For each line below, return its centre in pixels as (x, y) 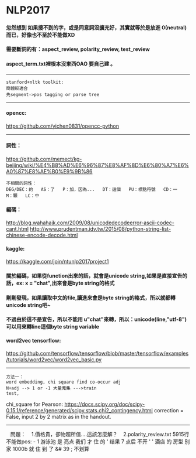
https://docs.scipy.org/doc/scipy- (105, 404)
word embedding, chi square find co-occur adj (64, 382)
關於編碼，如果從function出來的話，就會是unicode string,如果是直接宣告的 (97, 275)
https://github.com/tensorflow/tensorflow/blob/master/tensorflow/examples (97, 353)
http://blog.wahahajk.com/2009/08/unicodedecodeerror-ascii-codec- (90, 223)
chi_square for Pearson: (35, 404)
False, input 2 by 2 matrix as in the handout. (59, 417)
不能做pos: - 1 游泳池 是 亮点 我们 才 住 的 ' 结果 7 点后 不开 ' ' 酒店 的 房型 (95, 442)
